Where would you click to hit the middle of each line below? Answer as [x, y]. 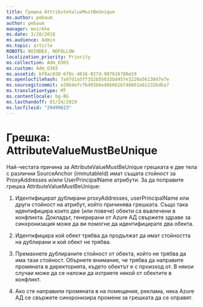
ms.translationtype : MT [36, 91]
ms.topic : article [29, 46]
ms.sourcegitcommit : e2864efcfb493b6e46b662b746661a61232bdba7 [88, 85]
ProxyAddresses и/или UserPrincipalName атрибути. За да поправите [95, 180]
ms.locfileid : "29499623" [39, 107]
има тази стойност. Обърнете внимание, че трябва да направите [99, 260]
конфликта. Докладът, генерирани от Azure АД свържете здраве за [103, 217]
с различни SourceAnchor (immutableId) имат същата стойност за [91, 174]
